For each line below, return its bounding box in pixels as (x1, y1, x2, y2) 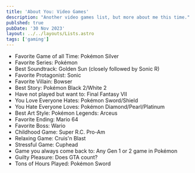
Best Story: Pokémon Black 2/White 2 (14, 84, 107, 91)
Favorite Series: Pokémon (14, 59, 78, 66)
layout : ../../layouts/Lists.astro (6, 31, 95, 37)
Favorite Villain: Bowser (14, 78, 73, 85)
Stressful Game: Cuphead (14, 141, 78, 148)
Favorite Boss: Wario (14, 122, 66, 129)
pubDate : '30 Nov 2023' (6, 25, 65, 32)
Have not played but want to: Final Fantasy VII (14, 90, 127, 97)
